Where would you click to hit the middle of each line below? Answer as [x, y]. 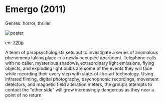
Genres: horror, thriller [28, 23]
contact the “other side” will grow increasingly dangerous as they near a [80, 89]
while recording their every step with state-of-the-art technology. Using [79, 73]
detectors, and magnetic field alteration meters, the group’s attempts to [79, 84]
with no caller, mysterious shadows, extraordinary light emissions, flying [80, 63]
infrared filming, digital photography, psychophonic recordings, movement [82, 79]
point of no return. [24, 95]
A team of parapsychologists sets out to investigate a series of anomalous [81, 52]
